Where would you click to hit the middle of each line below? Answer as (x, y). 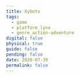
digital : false (25, 38)
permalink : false (27, 65)
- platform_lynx (31, 27)
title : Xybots (23, 11)
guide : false (22, 49)
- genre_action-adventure (43, 33)
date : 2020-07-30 (27, 60)
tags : (13, 17)
